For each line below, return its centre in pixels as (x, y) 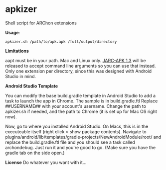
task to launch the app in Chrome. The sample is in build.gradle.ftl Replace (82, 101)
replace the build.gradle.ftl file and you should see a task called (70, 142)
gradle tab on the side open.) (35, 153)
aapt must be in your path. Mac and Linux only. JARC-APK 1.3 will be (76, 60)
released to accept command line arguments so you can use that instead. (81, 66)
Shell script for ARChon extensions (41, 23)
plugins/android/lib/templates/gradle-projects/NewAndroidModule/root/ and (83, 137)
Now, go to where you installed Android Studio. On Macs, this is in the (77, 126)
